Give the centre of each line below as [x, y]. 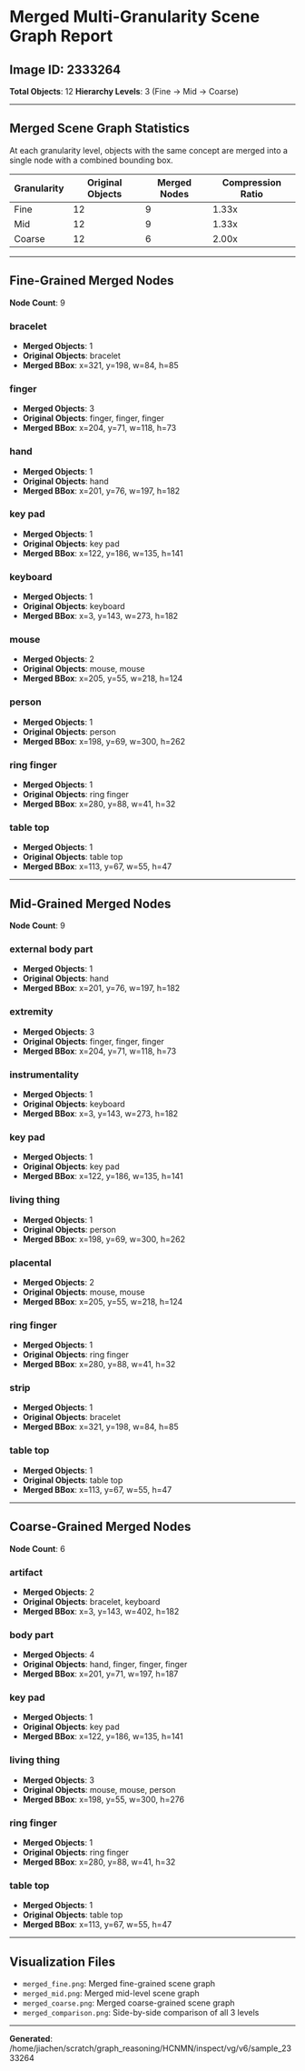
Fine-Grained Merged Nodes [92, 280]
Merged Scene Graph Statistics [100, 129]
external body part [51, 949]
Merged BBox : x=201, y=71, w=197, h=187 [100, 1674]
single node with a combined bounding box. [92, 160]
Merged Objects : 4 [59, 1655]
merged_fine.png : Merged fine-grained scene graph [119, 1984]
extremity [31, 1012]
